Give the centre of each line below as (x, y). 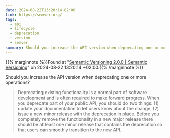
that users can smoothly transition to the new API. (70, 130)
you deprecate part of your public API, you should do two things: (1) (88, 103)
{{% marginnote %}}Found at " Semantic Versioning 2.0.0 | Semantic (76, 62)
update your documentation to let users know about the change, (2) (88, 108)
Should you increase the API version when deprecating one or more (76, 77)
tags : (11, 19)
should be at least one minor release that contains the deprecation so (90, 124)
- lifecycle (23, 29)
